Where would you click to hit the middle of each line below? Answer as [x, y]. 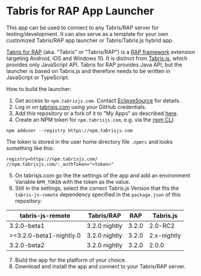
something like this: [30, 148]
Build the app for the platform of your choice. [70, 260]
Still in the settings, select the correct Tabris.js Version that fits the [97, 188]
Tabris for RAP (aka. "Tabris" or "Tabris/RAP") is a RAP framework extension [100, 51]
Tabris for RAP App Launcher [80, 11]
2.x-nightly [165, 235]
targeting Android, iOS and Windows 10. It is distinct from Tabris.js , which [97, 58]
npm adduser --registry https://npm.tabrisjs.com [70, 131]
